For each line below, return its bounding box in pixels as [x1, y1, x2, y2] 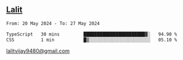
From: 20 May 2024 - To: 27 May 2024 [6, 20, 100, 26]
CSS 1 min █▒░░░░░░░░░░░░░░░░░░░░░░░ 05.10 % [6, 37, 178, 43]
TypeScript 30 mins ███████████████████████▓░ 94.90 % [6, 31, 178, 37]
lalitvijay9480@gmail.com [6, 48, 70, 55]
